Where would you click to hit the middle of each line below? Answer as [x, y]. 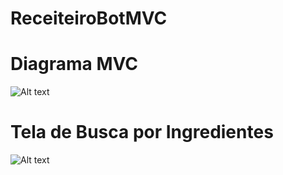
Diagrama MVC [74, 64]
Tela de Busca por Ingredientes [142, 132]
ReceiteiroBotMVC [89, 18]
